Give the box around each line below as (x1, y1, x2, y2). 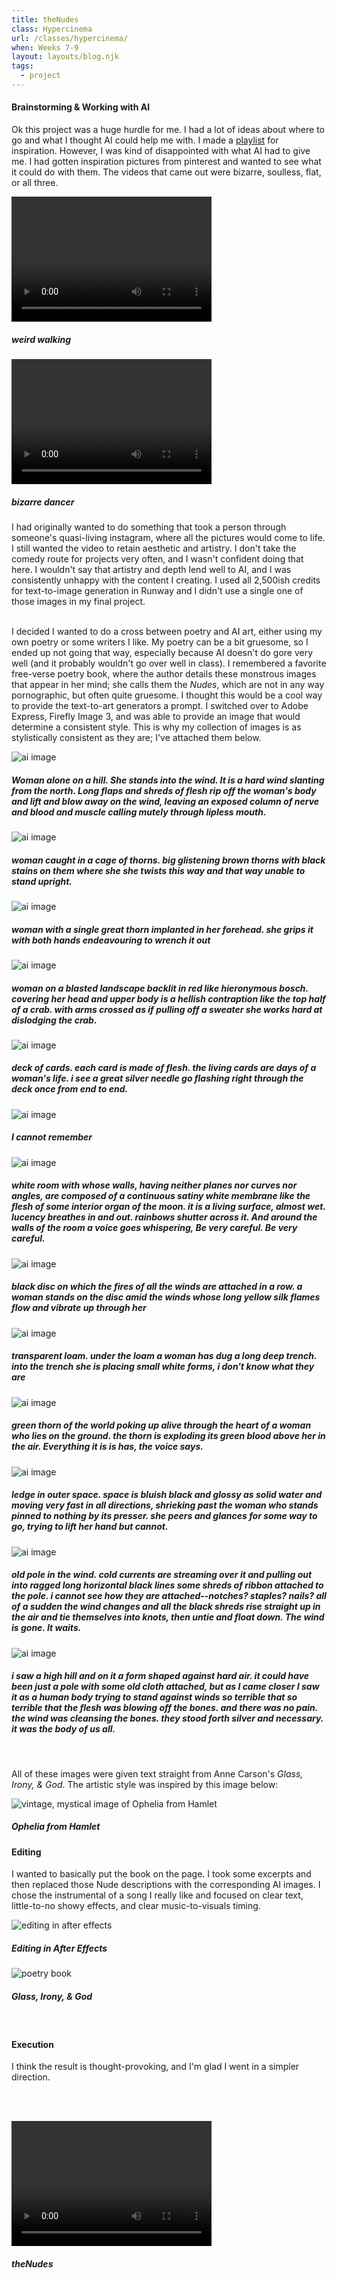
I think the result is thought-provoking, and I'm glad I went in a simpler (11, 2061, 300, 2073)
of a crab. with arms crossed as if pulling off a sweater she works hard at (11, 1003, 323, 1015)
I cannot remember (11, 1131, 93, 1143)
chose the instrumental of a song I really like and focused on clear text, (11, 1889, 304, 1901)
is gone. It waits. (11, 1622, 82, 1634)
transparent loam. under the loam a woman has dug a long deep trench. (11, 1350, 318, 1362)
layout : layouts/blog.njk (11, 52, 119, 62)
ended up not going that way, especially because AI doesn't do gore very (11, 647, 314, 659)
